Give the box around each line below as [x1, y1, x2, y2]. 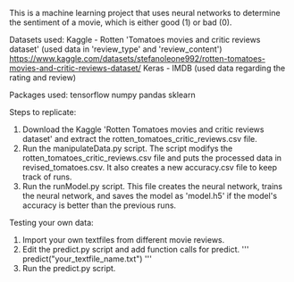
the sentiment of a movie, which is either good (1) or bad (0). [9, 17, 232, 28]
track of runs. [21, 171, 72, 182]
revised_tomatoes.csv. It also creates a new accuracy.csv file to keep [21, 162, 278, 172]
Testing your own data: [9, 218, 94, 228]
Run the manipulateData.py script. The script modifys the [21, 143, 233, 153]
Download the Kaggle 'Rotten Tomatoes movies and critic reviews [21, 124, 265, 135]
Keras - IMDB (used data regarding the [142, 62, 286, 73]
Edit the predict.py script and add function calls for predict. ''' [21, 245, 249, 254]
